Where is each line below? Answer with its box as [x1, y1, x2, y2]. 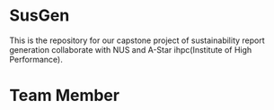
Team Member [9, 86, 119, 106]
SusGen [9, 5, 70, 26]
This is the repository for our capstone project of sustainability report [9, 35, 265, 46]
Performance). [9, 54, 63, 64]
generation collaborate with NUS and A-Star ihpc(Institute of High [9, 44, 252, 55]
